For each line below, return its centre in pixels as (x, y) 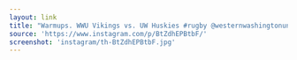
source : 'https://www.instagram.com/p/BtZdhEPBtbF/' (108, 34)
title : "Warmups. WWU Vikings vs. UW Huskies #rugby (108, 26)
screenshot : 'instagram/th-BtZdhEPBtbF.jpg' (92, 42)
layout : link (33, 17)
